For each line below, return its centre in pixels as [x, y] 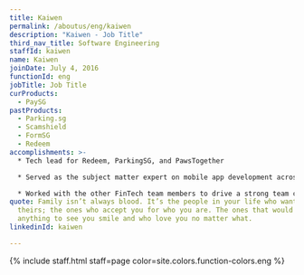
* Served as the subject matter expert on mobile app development [145, 177]
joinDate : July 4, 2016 [54, 69]
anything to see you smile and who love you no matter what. [135, 219]
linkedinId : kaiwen [46, 227]
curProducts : [34, 93]
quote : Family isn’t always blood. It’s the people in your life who [143, 202]
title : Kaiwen [36, 18]
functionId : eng [40, 77]
